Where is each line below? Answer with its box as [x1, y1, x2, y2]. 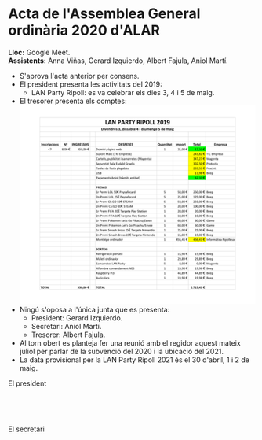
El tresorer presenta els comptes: [19, 96, 127, 105]
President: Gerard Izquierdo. [31, 313, 123, 323]
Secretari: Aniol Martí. [31, 322, 102, 331]
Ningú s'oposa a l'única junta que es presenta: [19, 305, 170, 315]
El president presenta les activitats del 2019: [19, 79, 162, 89]
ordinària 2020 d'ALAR [8, 21, 161, 39]
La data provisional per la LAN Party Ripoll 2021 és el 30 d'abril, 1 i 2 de [19, 355, 249, 364]
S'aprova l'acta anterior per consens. [19, 71, 140, 80]
